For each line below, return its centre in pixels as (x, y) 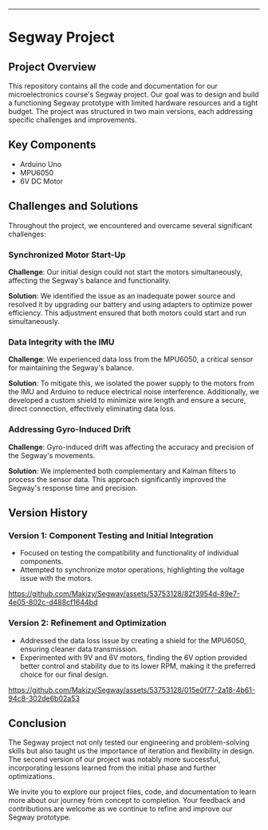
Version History (48, 513)
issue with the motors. (56, 579)
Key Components (52, 145)
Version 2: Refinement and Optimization (88, 623)
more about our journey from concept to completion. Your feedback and (127, 800)
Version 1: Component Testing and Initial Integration (111, 536)
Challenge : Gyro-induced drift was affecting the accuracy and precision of (131, 447)
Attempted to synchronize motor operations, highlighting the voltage (132, 570)
